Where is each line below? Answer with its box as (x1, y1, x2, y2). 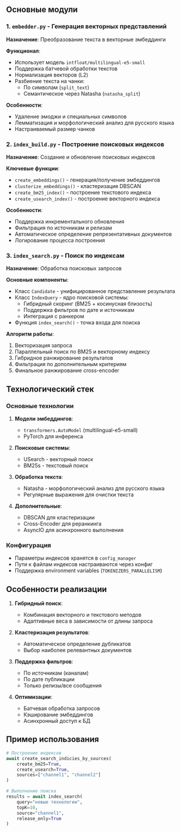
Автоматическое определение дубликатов (23, 640, 131, 647)
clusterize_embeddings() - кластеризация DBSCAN (14, 182, 142, 189)
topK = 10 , (16, 804, 38, 810)
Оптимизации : (14, 693, 53, 701)
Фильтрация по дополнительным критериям (14, 361, 127, 368)
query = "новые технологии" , (16, 799, 83, 805)
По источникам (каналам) (23, 669, 89, 677)
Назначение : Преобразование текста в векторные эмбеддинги (6, 35, 166, 43)
